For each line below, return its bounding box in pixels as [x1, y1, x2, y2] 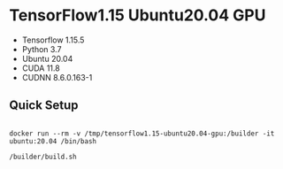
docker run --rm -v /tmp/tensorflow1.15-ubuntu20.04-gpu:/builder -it [9, 129, 275, 138]
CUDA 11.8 [21, 63, 60, 73]
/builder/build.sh [9, 152, 77, 161]
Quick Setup [9, 98, 79, 113]
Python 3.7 [21, 43, 62, 54]
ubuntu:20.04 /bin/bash [9, 136, 97, 146]
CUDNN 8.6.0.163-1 [21, 72, 93, 82]
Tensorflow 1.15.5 [21, 35, 85, 45]
